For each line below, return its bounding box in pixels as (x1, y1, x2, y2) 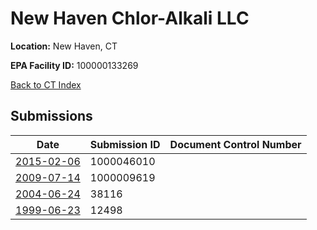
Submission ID (89, 137, 161, 151)
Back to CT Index (10, 78, 82, 91)
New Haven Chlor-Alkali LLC (10, 7, 250, 30)
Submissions (10, 108, 93, 125)
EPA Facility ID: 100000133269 (10, 59, 139, 71)
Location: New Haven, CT (10, 40, 118, 52)
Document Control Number (169, 137, 302, 151)
